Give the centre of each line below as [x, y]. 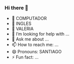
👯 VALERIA [23, 29]
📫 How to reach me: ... [35, 45]
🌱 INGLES [21, 23]
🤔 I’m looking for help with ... [40, 34]
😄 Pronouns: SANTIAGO [37, 52]
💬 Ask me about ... [30, 39]
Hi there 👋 [17, 8]
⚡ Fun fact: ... [25, 57]
